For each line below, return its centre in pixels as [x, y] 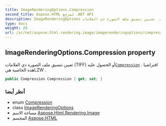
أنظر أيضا [15, 91]
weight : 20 [16, 28]
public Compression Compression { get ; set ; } [54, 79]
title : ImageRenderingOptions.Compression [49, 10]
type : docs [16, 23]
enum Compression [32, 102]
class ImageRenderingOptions [43, 107]
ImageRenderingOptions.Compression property [80, 53]
